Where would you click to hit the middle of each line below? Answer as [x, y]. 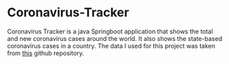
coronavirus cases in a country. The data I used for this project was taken [111, 46]
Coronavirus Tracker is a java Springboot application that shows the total [110, 31]
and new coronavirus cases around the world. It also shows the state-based [115, 38]
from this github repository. [46, 53]
